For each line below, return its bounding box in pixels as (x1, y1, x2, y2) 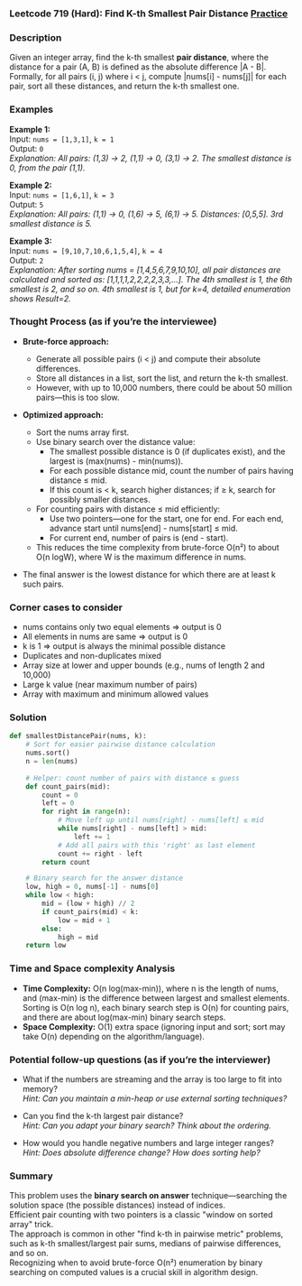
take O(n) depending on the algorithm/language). (22, 1031, 206, 1041)
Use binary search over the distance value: (35, 436, 196, 447)
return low (25, 941, 67, 950)
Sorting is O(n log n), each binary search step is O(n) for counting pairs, (22, 1002, 289, 1013)
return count (41, 857, 91, 866)
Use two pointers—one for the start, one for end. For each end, (49, 513, 284, 523)
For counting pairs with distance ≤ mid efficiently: (35, 504, 221, 514)
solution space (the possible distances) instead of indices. (9, 1199, 225, 1211)
